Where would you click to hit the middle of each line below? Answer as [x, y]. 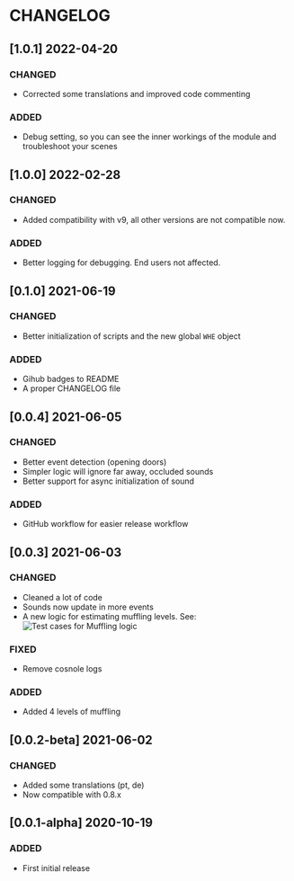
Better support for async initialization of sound [108, 481]
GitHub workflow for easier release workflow [105, 524]
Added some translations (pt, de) [83, 785]
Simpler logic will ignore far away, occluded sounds [118, 471]
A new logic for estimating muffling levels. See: [109, 616]
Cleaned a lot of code [62, 597]
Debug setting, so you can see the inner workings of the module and [149, 137]
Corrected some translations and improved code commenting [136, 93]
